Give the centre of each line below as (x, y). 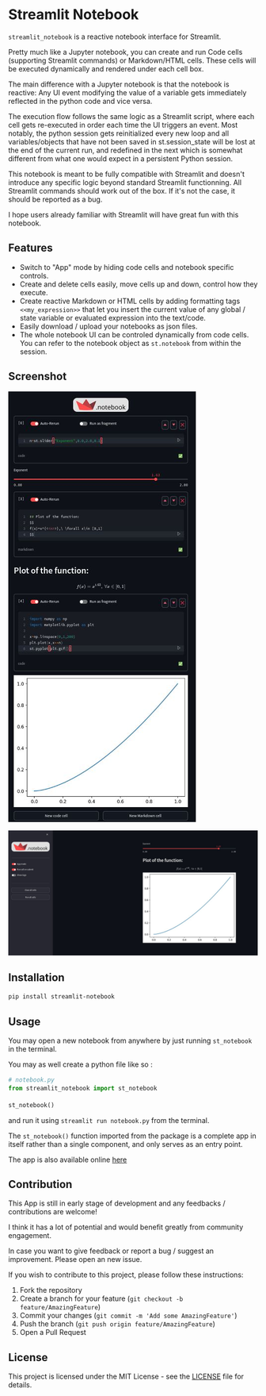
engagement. (30, 1236)
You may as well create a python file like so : (80, 1064)
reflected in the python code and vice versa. (80, 101)
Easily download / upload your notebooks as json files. (108, 326)
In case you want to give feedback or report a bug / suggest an (111, 1251)
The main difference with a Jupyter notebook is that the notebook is (119, 84)
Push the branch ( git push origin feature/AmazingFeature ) (118, 1324)
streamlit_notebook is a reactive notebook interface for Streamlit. (115, 37)
